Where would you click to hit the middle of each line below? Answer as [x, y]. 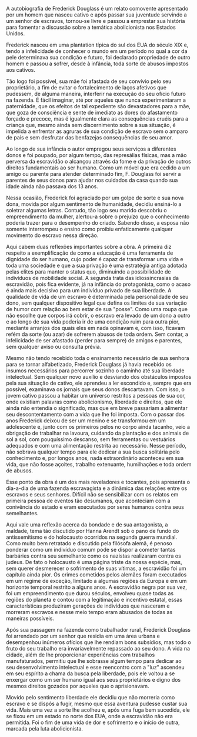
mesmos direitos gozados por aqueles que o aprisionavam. [78, 686]
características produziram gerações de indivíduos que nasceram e [88, 606]
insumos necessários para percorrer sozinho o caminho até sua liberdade [95, 371]
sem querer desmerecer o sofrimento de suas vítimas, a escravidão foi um [96, 568]
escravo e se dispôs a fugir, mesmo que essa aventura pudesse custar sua [97, 703]
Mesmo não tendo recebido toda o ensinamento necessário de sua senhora [98, 358]
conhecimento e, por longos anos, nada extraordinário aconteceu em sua [95, 458]
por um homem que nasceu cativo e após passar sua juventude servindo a [96, 15]
